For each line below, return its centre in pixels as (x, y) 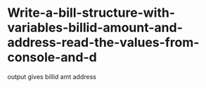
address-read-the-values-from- (103, 43)
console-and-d (52, 58)
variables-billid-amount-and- (95, 28)
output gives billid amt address (52, 76)
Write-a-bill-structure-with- (91, 13)
